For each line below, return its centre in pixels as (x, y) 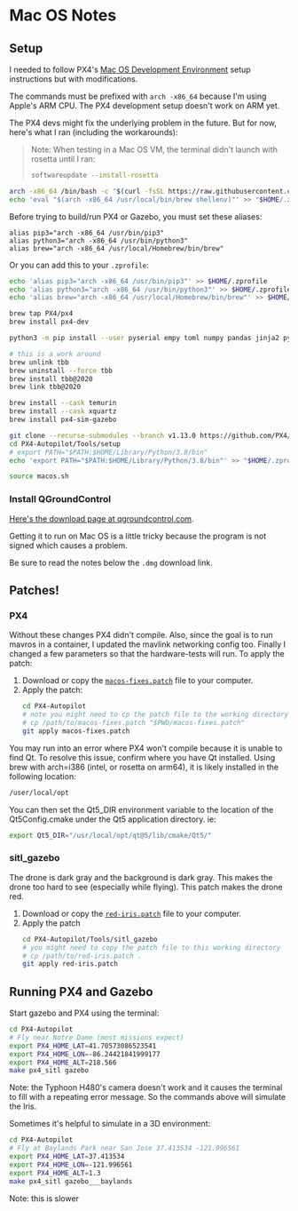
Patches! (34, 590)
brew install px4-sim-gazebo (63, 419)
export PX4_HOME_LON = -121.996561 (71, 1165)
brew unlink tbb (39, 362)
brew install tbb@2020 (51, 378)
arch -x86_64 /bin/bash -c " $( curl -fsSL (87, 191)
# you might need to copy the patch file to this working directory (151, 947)
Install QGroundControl (60, 499)
